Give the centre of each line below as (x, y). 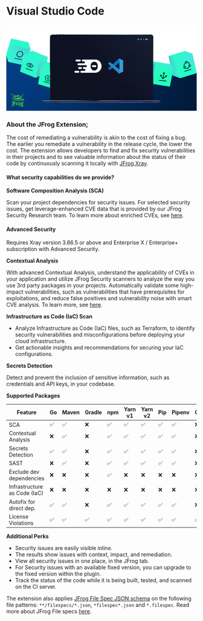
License (19, 516)
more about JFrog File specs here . (49, 611)
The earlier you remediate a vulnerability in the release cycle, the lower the (99, 144)
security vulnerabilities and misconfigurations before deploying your (100, 335)
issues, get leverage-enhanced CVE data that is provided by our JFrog (94, 209)
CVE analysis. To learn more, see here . (54, 305)
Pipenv (181, 412)
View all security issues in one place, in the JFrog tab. (82, 561)
